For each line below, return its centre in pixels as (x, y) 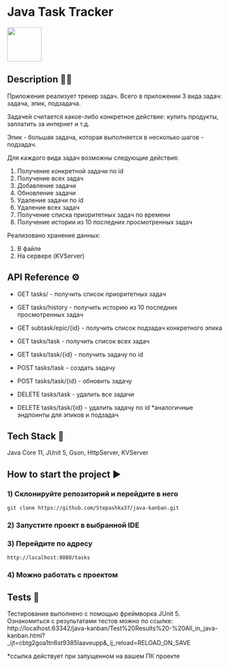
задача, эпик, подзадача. (44, 103)
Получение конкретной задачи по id (70, 171)
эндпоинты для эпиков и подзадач (68, 415)
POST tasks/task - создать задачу (66, 367)
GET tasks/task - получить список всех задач (83, 341)
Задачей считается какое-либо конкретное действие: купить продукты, (113, 117)
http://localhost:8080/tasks (49, 558)
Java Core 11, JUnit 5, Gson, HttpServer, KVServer (78, 452)
